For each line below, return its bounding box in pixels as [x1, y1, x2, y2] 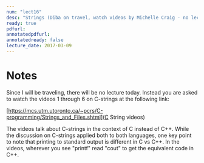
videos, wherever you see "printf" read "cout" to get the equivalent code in [6, 144, 194, 151]
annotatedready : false [6, 37, 64, 43]
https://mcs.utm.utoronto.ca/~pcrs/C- [8, 107, 103, 114]
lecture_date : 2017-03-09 [6, 43, 72, 49]
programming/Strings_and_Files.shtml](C [6, 113, 109, 121]
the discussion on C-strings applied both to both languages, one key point [6, 131, 192, 139]
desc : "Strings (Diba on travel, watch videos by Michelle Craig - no [6, 15, 189, 21]
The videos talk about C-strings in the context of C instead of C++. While [6, 125, 189, 132]
